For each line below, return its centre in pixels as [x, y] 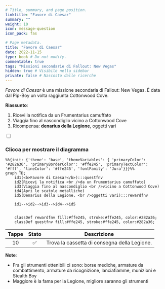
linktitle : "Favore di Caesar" [38, 15]
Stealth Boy [25, 276]
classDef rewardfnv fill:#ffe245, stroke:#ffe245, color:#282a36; [86, 218]
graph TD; [16, 173]
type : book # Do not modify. [36, 57]
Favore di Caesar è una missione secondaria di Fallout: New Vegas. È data [83, 90]
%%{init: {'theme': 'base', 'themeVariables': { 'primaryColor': [75, 160]
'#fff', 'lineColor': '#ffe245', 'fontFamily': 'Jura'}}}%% [70, 169]
